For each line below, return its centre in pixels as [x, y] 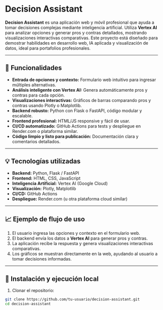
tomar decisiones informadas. [42, 259]
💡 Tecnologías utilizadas [43, 161]
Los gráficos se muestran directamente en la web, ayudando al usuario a [85, 254]
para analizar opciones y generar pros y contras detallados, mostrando [76, 33]
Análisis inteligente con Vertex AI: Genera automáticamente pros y [80, 90]
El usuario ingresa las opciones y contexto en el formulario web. [76, 233]
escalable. [22, 115]
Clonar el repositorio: [33, 291]
